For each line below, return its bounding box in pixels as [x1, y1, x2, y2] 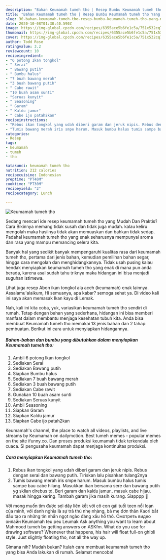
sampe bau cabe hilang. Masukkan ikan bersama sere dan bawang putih [12, 482, 160, 488]
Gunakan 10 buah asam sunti [12, 391, 72, 397]
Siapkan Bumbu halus [12, 370, 57, 376]
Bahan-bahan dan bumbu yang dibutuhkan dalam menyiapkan [5, 337, 138, 343]
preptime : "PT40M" [5, 177, 43, 182]
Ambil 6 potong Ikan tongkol [12, 354, 70, 361]
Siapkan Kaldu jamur [12, 412, 55, 418]
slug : [5, 16, 17, 21]
